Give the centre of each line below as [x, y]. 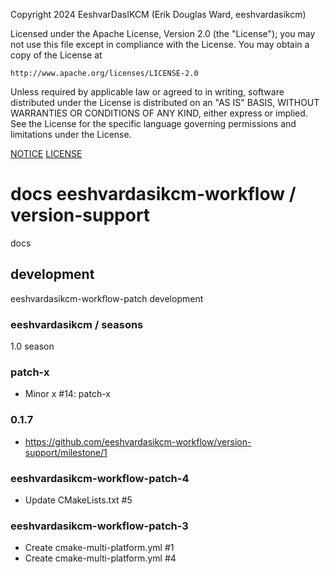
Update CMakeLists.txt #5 [78, 500]
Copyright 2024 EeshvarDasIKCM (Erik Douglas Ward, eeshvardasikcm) [158, 14]
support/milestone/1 [66, 452]
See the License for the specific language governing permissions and [153, 123]
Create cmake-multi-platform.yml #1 [99, 548]
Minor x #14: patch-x [67, 394]
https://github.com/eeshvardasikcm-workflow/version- [138, 441]
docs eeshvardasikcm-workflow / [153, 194]
